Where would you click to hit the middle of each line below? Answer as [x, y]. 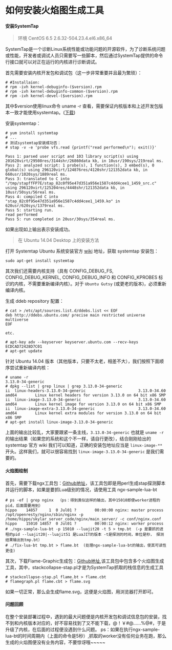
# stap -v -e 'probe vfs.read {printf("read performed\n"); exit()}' [81, 148]
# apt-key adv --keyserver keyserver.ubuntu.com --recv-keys [72, 342]
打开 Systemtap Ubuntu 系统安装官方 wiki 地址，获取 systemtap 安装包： [82, 251]
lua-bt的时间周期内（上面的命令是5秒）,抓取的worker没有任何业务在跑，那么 [86, 636]
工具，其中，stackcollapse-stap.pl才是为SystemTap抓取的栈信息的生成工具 [84, 567]
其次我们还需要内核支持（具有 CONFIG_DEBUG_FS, [59, 271]
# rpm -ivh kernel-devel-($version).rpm [49, 96]
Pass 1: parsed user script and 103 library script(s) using [72, 157]
